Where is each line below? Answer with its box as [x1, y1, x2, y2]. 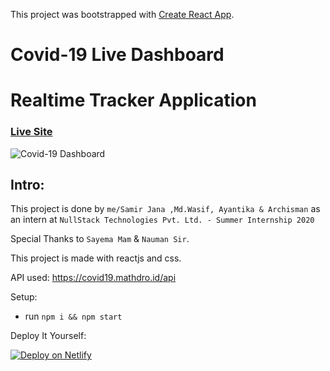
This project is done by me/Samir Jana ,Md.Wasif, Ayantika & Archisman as [10, 203, 321, 215]
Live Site [10, 125, 53, 139]
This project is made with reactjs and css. [10, 252, 182, 264]
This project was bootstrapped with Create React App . [10, 9, 235, 20]
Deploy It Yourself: [10, 330, 87, 342]
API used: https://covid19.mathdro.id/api [10, 272, 177, 284]
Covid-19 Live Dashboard [10, 44, 225, 66]
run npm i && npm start [24, 310, 123, 323]
